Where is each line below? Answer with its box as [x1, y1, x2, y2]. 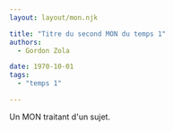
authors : [9, 38, 42, 47]
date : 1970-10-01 [9, 62, 74, 72]
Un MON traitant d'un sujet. [9, 111, 110, 122]
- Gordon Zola [17, 46, 70, 55]
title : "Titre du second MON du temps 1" [9, 29, 167, 39]
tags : [9, 71, 30, 80]
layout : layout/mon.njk [9, 13, 99, 22]
